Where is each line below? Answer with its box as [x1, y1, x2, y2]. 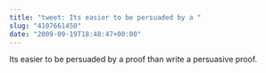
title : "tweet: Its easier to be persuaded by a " [9, 12, 202, 22]
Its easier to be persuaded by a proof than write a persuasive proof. [9, 54, 258, 65]
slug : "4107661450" [9, 21, 82, 30]
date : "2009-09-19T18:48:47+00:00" [9, 29, 142, 38]
